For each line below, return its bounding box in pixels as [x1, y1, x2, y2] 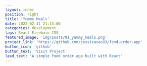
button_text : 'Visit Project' [5, 49, 68, 54]
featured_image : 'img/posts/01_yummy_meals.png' [5, 35, 107, 40]
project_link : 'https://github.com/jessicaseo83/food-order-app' [5, 40, 143, 45]
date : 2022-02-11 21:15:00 [5, 21, 61, 26]
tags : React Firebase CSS [5, 30, 58, 35]
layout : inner [5, 7, 35, 12]
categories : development [5, 26, 56, 31]
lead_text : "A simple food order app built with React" [5, 53, 123, 59]
